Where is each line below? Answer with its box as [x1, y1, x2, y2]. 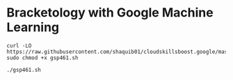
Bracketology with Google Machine [6, 5, 214, 21]
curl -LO [6, 42, 32, 49]
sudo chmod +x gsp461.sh [6, 54, 79, 61]
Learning [6, 19, 60, 35]
